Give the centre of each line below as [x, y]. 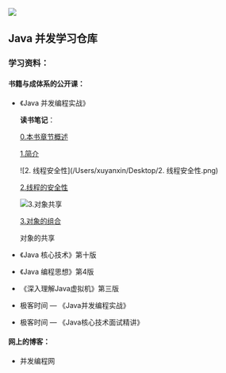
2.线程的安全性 [44, 187]
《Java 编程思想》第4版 [57, 271]
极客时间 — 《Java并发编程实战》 [75, 305]
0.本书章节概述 [44, 137]
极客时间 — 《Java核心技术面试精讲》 [82, 322]
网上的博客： [29, 342]
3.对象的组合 [40, 221]
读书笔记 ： [37, 120]
